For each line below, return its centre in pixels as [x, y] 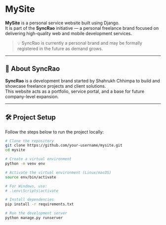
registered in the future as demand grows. [60, 49]
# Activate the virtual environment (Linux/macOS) [58, 172]
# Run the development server [36, 213]
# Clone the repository [30, 141]
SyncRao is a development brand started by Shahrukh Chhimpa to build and [83, 81]
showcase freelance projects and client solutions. [56, 86]
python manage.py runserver [34, 218]
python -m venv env [25, 164]
